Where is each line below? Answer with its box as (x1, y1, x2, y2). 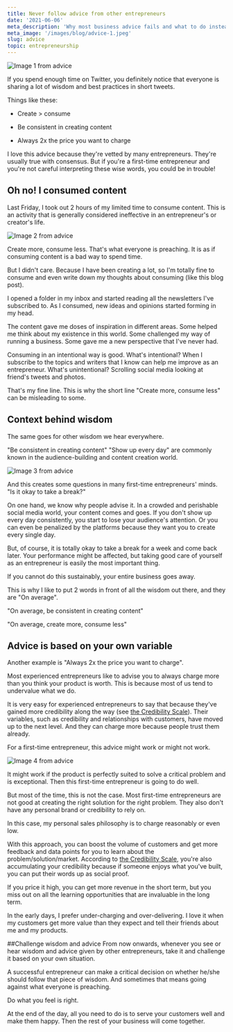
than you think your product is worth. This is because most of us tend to (7, 679, 213, 688)
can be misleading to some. (7, 394, 87, 402)
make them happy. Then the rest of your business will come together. (7, 1017, 205, 1026)
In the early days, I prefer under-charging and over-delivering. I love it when (7, 912, 224, 920)
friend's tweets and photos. (7, 373, 86, 381)
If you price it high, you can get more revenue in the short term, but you (7, 883, 212, 892)
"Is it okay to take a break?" (7, 487, 86, 496)
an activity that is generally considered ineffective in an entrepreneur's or (7, 210, 217, 219)
